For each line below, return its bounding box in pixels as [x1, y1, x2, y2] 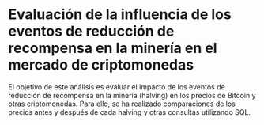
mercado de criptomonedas [8, 56, 194, 74]
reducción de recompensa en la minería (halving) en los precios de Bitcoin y [8, 90, 256, 100]
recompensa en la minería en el [8, 40, 217, 57]
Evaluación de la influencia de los [8, 6, 232, 24]
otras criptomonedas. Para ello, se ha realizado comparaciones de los [8, 99, 236, 108]
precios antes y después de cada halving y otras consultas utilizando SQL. [8, 107, 251, 116]
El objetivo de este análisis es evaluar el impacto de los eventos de [8, 81, 225, 92]
